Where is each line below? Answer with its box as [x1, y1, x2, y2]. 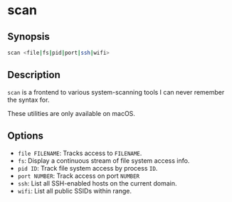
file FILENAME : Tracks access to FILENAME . [17, 149, 142, 157]
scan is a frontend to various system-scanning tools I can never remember [7, 87, 225, 96]
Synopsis [7, 31, 50, 43]
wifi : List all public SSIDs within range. [17, 186, 132, 195]
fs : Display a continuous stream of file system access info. [17, 156, 190, 165]
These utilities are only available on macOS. [7, 109, 135, 117]
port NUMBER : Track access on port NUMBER [17, 171, 140, 180]
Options [7, 130, 44, 142]
